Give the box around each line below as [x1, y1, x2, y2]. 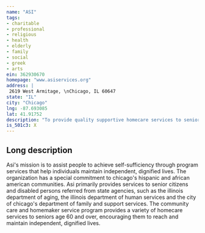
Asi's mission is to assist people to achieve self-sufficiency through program [6, 161, 198, 168]
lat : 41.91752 [6, 111, 43, 117]
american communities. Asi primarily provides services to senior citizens [6, 181, 189, 188]
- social [6, 54, 29, 60]
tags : [6, 15, 20, 21]
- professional [6, 26, 45, 32]
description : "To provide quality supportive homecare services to [6, 116, 182, 123]
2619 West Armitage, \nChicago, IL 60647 [9, 88, 116, 95]
